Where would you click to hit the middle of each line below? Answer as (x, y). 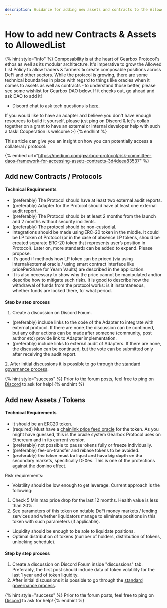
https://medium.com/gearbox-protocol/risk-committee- (95, 155)
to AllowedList (35, 45)
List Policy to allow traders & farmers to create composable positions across (83, 69)
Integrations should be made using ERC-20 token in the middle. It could (85, 232)
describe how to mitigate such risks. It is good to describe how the (81, 280)
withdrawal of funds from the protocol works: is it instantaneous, (79, 285)
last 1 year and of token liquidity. (45, 575)
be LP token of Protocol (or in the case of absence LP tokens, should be (86, 238)
